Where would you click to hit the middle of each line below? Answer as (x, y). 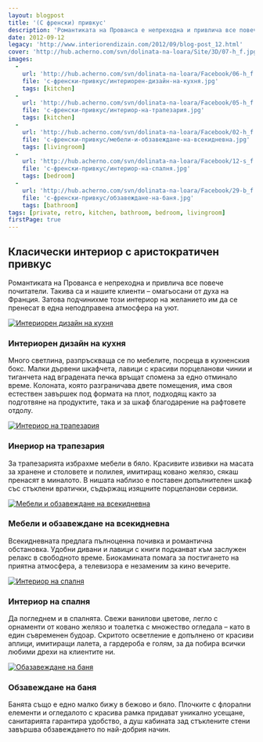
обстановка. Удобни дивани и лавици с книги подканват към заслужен (127, 549)
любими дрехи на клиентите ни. (62, 652)
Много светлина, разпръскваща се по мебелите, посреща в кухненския (129, 360)
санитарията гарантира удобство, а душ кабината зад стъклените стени (129, 721)
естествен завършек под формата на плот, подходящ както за (112, 394)
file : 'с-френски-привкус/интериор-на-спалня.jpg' (106, 169)
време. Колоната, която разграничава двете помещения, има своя (120, 386)
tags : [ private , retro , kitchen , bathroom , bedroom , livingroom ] (117, 213)
